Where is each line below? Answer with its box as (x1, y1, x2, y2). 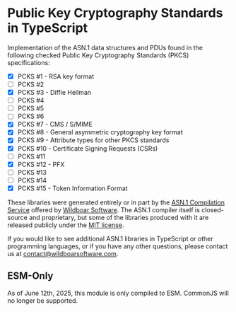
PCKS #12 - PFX (17, 160, 65, 168)
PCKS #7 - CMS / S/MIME (17, 120, 93, 129)
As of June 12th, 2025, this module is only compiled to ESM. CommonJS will (7, 289, 230, 297)
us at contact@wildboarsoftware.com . (7, 249, 119, 258)
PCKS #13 (17, 168, 47, 176)
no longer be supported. (7, 296, 78, 305)
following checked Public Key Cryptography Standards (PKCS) (7, 51, 189, 59)
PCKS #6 (17, 112, 45, 121)
